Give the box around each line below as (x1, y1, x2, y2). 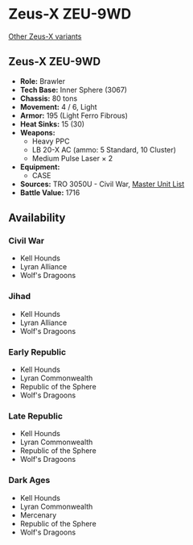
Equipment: (19, 162, 60, 172)
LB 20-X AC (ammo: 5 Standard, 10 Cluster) (31, 144, 177, 154)
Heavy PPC (31, 136, 70, 146)
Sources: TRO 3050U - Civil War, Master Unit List (19, 179, 185, 189)
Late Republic (8, 410, 63, 422)
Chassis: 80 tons (19, 94, 78, 103)
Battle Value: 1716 (19, 187, 80, 198)
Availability (8, 211, 66, 225)
